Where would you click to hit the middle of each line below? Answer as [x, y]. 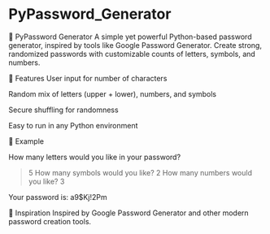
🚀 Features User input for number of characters [88, 78]
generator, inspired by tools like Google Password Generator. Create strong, [135, 45]
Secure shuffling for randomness [64, 110]
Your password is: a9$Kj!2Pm [58, 197]
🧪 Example [26, 141]
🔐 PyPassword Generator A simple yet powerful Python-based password [130, 37]
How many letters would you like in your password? [95, 157]
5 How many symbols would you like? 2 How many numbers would [140, 172]
